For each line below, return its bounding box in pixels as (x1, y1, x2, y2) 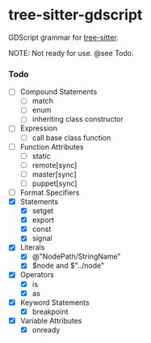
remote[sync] (31, 160, 78, 169)
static (31, 151, 51, 161)
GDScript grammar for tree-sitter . (8, 32, 119, 42)
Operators (19, 270, 54, 280)
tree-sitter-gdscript (8, 6, 143, 24)
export (31, 215, 55, 225)
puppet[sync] (31, 178, 78, 188)
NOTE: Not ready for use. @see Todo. (8, 48, 135, 58)
